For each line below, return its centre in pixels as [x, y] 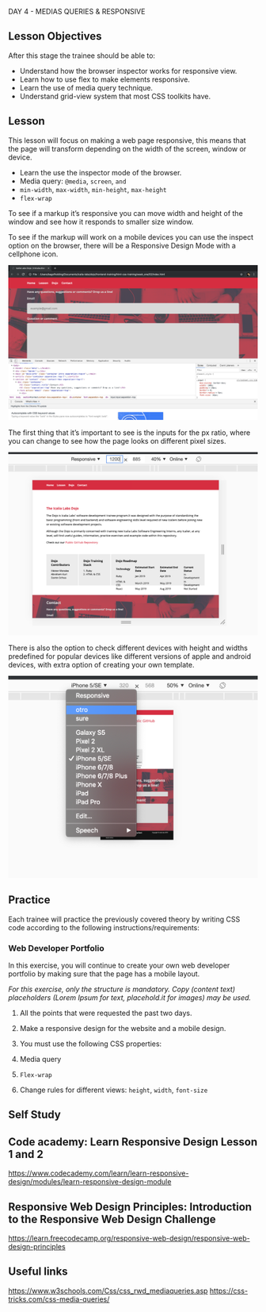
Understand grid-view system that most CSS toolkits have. [115, 96]
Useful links [38, 1272]
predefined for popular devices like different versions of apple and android [130, 656]
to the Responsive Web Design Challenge [112, 1219]
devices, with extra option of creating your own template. [101, 664]
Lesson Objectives [55, 36]
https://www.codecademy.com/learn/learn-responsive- [99, 1173]
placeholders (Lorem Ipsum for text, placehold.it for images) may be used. [130, 997]
